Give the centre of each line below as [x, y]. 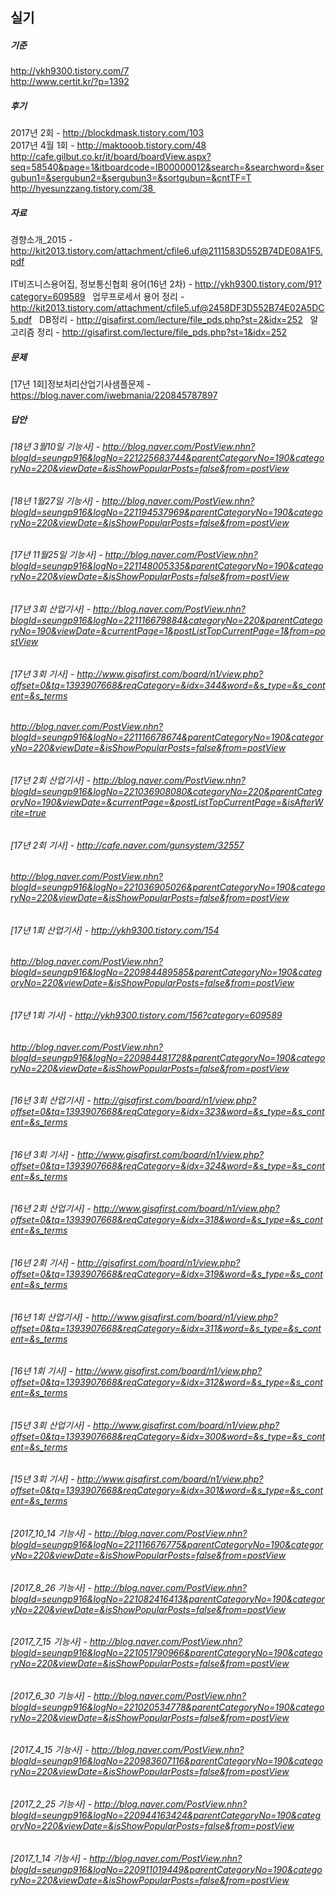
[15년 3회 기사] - [42, 1479]
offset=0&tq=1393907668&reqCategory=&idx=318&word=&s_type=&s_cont [166, 1220]
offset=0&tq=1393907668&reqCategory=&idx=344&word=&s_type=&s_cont [168, 685]
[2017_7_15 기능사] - [49, 1642]
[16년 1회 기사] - [42, 1371]
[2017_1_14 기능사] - [49, 1858]
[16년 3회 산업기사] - [51, 1100]
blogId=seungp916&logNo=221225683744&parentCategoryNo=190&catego [167, 458]
